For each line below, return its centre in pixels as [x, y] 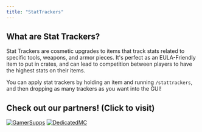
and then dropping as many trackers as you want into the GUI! [84, 89]
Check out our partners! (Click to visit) [81, 108]
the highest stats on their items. [46, 71]
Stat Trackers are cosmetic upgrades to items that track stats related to [96, 51]
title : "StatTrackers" [35, 12]
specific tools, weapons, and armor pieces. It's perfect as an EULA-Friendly [101, 58]
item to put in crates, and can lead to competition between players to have [99, 64]
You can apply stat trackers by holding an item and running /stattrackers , [99, 82]
